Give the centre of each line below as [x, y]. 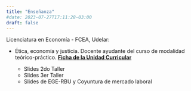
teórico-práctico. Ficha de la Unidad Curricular [73, 58]
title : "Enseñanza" [30, 12]
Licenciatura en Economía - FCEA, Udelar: [58, 40]
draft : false [22, 23]
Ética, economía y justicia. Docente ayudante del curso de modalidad [100, 51]
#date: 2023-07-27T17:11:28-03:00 [49, 17]
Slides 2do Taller [44, 69]
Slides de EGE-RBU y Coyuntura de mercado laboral [88, 81]
